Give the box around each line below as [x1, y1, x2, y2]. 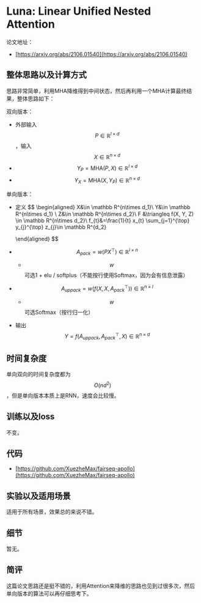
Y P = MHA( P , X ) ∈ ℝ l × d [76, 163, 138, 173]
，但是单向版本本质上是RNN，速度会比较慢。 [6, 391, 120, 399]
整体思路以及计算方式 [6, 70, 87, 80]
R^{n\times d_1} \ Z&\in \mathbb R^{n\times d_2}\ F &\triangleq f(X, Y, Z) [15, 210, 194, 218]
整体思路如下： [16, 95, 55, 102]
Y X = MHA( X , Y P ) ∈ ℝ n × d [74, 176, 141, 185]
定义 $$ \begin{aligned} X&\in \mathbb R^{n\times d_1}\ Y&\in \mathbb [15, 203, 191, 210]
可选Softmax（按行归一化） [24, 308, 94, 316]
